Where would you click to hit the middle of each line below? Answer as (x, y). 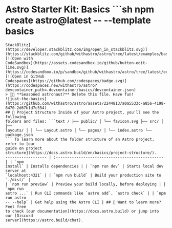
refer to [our (20, 144)
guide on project (24, 148)
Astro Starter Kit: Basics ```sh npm (80, 9)
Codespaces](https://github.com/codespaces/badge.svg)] (66, 81)
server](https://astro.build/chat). (44, 220)
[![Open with (19, 58)
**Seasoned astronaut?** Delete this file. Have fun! (75, 94)
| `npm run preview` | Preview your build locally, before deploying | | (86, 184)
